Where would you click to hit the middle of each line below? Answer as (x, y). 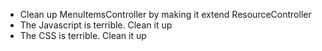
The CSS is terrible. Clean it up (83, 35)
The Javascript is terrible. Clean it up (96, 25)
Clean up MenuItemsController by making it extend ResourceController (165, 14)
